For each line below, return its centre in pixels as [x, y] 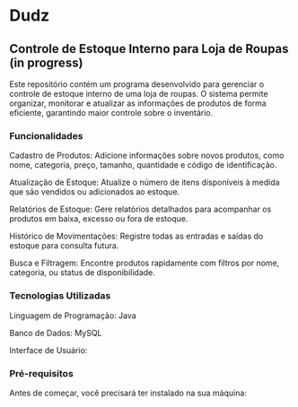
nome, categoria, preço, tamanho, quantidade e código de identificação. [143, 165]
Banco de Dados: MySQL [56, 333]
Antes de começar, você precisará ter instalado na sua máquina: [128, 393]
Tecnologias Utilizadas [60, 296]
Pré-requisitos [41, 373]
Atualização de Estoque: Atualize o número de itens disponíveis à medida [145, 182]
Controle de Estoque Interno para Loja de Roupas [149, 49]
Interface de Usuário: [48, 350]
